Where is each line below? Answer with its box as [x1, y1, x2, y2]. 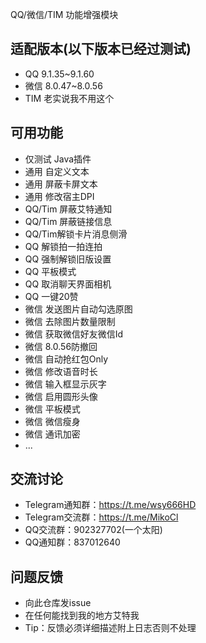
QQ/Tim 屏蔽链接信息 [24, 215, 113, 227]
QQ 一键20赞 [24, 290, 79, 302]
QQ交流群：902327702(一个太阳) [24, 524, 163, 536]
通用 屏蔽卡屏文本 [24, 178, 98, 190]
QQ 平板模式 [24, 265, 77, 277]
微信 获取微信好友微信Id [24, 328, 124, 340]
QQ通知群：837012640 [24, 536, 121, 548]
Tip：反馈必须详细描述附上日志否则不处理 [24, 622, 197, 634]
